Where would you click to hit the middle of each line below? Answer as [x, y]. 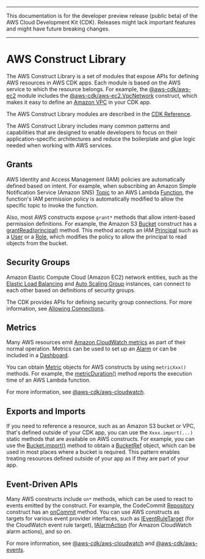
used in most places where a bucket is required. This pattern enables [93, 452]
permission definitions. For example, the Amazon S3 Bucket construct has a [102, 223]
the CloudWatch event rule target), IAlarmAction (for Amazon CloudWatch [99, 525]
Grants [20, 165]
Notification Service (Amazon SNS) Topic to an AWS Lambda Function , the [100, 192]
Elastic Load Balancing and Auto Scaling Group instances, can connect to [99, 283]
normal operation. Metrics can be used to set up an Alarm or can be [92, 349]
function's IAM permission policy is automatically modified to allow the [95, 199]
